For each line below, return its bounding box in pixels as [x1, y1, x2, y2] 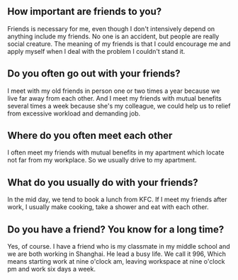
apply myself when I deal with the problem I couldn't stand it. [7, 47, 186, 55]
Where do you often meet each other [7, 130, 173, 142]
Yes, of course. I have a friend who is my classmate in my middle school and [7, 242, 230, 251]
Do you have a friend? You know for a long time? [7, 223, 225, 235]
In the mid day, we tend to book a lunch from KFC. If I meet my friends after [7, 195, 227, 204]
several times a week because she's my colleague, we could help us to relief [7, 101, 231, 110]
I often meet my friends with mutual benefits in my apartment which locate [7, 148, 225, 157]
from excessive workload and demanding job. [7, 109, 141, 118]
